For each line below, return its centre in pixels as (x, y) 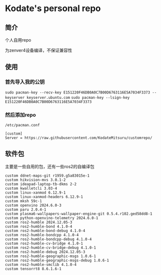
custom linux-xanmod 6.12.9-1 (36, 192)
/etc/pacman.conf (22, 125)
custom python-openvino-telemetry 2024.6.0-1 (51, 218)
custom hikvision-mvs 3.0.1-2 (36, 180)
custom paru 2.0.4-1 (26, 209)
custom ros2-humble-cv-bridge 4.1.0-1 (44, 243)
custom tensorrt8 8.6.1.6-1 (33, 269)
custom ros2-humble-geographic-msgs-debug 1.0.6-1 (57, 260)
